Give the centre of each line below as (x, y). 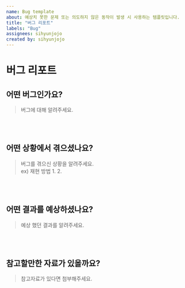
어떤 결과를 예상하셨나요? (50, 210)
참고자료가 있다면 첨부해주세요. (57, 279)
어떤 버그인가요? (34, 94)
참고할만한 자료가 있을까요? (53, 263)
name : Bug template (30, 12)
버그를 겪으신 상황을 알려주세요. (57, 164)
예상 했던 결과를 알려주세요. (52, 225)
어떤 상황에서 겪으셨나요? (50, 148)
